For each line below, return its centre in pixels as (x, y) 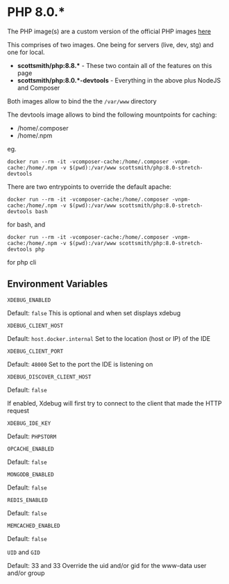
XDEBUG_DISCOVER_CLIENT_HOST (49, 377)
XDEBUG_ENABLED (29, 300)
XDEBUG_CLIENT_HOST (35, 326)
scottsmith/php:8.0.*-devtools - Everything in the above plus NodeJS (119, 80)
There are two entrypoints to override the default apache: (90, 186)
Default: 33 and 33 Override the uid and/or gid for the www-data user (107, 565)
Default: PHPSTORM (32, 436)
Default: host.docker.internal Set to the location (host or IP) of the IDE (109, 338)
